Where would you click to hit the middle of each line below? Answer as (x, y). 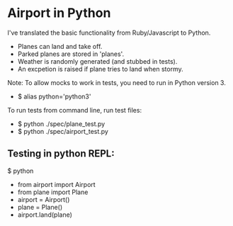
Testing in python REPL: (61, 154)
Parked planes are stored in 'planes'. (71, 54)
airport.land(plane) (45, 215)
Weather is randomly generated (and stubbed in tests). (97, 61)
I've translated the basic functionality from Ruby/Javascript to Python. (109, 33)
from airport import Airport (56, 184)
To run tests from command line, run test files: (75, 110)
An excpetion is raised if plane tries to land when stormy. (100, 69)
